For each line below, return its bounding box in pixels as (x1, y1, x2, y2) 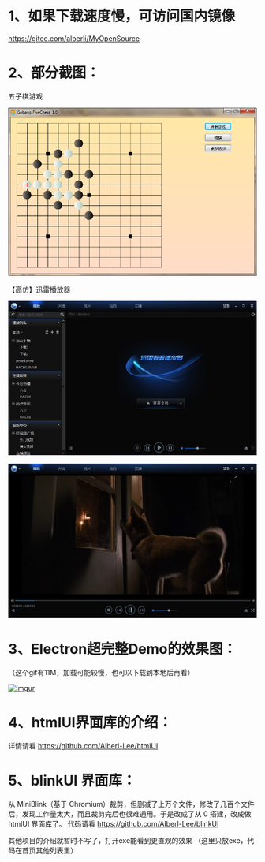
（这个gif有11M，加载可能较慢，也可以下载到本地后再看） (8, 667, 195, 677)
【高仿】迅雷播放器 (8, 285, 71, 294)
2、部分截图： (8, 64, 100, 82)
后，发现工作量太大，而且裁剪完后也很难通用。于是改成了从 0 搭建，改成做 (8, 809, 252, 819)
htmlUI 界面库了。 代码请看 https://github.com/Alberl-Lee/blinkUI (8, 819, 219, 828)
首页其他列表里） (21, 845, 77, 855)
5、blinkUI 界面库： (8, 772, 136, 789)
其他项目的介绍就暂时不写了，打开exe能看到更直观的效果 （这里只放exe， (8, 835, 248, 845)
